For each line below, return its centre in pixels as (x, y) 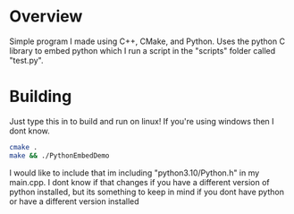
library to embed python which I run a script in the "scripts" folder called (143, 50)
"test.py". (26, 60)
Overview (46, 17)
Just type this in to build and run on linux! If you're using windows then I (142, 121)
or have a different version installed (75, 201)
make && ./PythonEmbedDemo (59, 155)
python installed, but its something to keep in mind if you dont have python (147, 192)
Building (41, 97)
